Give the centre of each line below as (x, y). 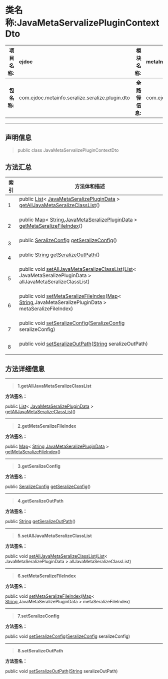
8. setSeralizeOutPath (40, 651)
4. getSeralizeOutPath (40, 501)
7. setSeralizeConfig (38, 616)
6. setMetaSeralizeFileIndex (46, 576)
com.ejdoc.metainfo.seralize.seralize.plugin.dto (74, 97)
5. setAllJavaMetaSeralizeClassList (54, 536)
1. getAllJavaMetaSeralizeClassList (54, 386)
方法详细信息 (25, 369)
